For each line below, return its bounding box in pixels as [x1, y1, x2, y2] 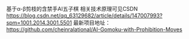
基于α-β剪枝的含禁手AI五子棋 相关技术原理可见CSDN [6, 5, 138, 12]
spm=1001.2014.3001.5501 [6, 19, 72, 26]
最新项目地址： [73, 19, 111, 26]
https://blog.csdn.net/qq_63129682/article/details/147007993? [6, 12, 163, 19]
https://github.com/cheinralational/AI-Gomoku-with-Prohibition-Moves [6, 26, 183, 33]
